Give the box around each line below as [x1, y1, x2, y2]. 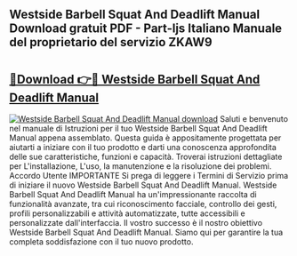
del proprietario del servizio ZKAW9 [9, 35, 213, 50]
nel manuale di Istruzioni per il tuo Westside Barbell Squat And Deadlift [9, 124, 268, 133]
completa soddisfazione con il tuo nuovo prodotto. [9, 236, 194, 247]
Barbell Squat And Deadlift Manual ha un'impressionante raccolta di [9, 189, 257, 199]
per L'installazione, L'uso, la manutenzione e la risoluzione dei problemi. [9, 161, 272, 172]
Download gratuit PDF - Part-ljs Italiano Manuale [9, 21, 283, 36]
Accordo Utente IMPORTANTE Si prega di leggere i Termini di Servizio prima [9, 171, 289, 180]
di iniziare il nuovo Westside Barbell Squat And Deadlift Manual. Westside [9, 180, 277, 190]
